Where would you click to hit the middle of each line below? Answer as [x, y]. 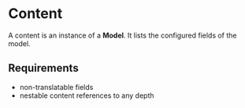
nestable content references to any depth [87, 95]
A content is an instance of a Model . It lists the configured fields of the [123, 35]
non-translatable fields [56, 87]
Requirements [43, 68]
